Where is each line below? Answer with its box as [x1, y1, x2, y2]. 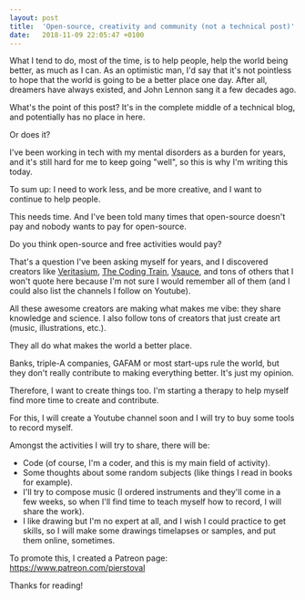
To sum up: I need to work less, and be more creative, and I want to [9, 184, 262, 195]
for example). [22, 477, 73, 488]
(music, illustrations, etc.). [9, 323, 107, 334]
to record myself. [9, 422, 74, 433]
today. [9, 166, 34, 178]
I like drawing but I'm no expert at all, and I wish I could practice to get [22, 516, 287, 527]
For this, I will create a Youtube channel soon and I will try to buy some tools [9, 412, 295, 424]
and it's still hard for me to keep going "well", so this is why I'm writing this [9, 157, 289, 168]
